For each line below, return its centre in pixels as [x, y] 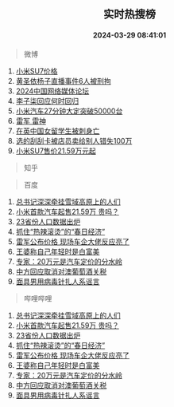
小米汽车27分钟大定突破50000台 [69, 111]
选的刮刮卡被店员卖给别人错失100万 [74, 140]
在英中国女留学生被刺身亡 [58, 131]
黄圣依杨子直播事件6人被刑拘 [63, 81]
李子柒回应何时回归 [47, 101]
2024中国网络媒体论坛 [52, 91]
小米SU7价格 [37, 71]
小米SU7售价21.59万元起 [56, 151]
